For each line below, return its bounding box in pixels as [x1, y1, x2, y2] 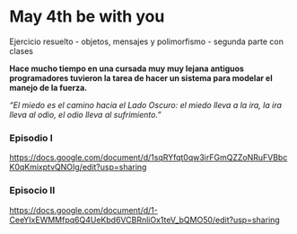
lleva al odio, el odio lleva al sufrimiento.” [9, 109, 162, 120]
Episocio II [9, 184, 56, 197]
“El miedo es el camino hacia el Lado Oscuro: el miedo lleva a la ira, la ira [9, 99, 283, 110]
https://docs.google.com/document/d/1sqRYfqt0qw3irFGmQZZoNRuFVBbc [9, 152, 288, 163]
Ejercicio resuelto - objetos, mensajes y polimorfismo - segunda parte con [9, 36, 284, 47]
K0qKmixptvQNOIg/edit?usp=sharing [9, 162, 147, 173]
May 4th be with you [9, 6, 165, 27]
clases [9, 45, 34, 56]
